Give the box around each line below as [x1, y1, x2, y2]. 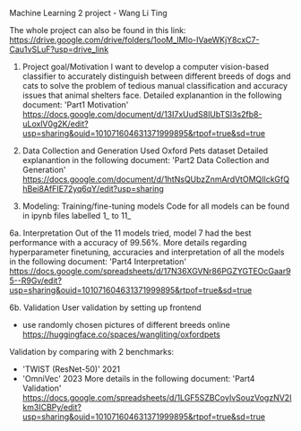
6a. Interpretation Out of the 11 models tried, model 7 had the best [9, 228, 252, 238]
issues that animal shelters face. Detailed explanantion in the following [21, 90, 282, 100]
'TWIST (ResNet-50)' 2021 [21, 364, 121, 375]
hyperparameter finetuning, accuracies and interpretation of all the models [9, 246, 285, 257]
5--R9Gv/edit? [9, 275, 63, 286]
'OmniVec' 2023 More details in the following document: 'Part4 [21, 374, 255, 384]
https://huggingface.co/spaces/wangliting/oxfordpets [21, 329, 221, 340]
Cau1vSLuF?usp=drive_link [9, 44, 109, 55]
